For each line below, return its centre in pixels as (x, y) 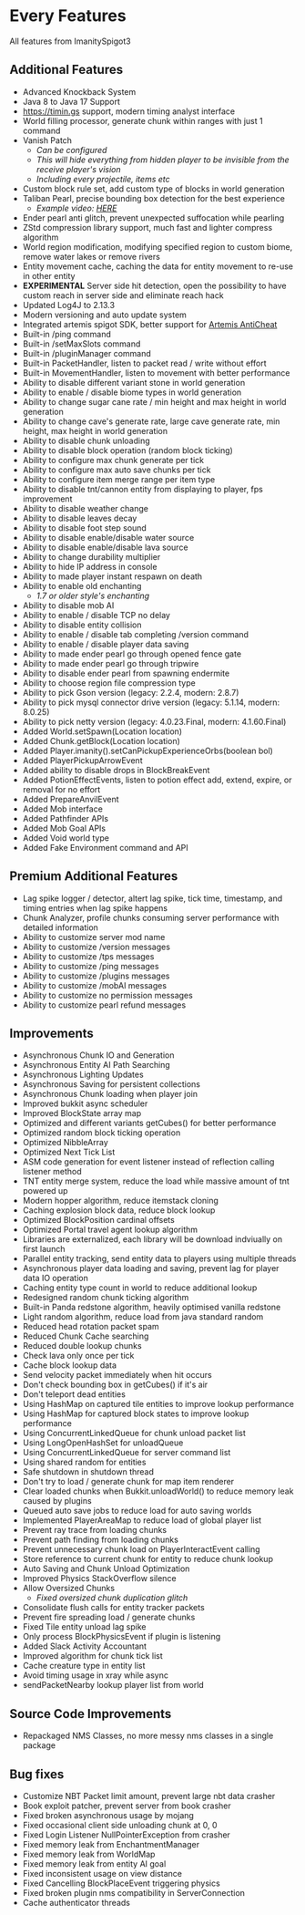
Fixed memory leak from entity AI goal (94, 1864)
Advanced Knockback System (79, 91)
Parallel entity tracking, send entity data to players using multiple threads (159, 1258)
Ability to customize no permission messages (107, 995)
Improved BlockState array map (82, 1113)
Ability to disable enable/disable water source (108, 537)
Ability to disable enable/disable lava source (105, 547)
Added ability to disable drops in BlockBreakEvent (116, 770)
